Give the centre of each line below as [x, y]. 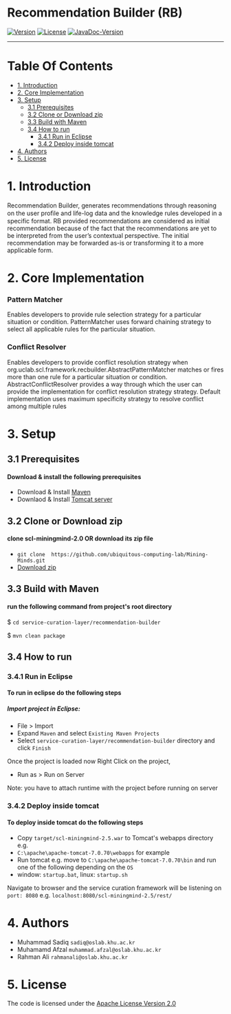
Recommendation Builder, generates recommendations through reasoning [112, 205]
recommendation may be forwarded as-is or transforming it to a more [106, 243]
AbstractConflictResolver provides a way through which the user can [105, 384]
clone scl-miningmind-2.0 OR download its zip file [80, 538]
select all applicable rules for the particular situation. [81, 329]
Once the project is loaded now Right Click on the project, [89, 761]
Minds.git [31, 560]
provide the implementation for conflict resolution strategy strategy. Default [114, 392]
